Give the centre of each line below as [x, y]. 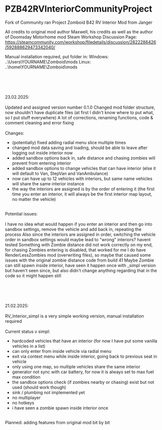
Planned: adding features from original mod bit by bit [58, 422]
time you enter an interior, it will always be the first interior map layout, [82, 194]
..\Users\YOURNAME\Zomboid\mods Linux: [48, 62]
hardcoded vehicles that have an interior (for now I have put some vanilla [85, 341]
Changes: [15, 133]
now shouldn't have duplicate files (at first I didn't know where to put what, [80, 112]
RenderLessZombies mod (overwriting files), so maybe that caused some [78, 255]
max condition [26, 377]
